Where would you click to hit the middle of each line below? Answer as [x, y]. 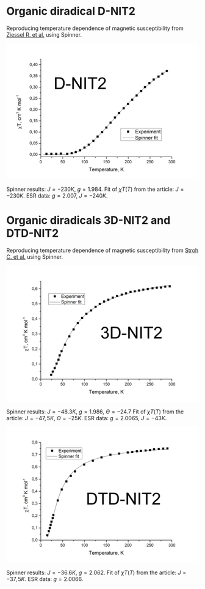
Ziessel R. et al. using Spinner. [44, 34]
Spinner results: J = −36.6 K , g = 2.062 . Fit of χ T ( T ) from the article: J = [96, 572]
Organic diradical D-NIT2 [71, 11]
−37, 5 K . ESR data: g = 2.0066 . [45, 579]
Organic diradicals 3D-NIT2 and [88, 220]
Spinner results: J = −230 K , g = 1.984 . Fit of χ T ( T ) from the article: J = [95, 189]
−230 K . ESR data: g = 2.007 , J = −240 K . [57, 196]
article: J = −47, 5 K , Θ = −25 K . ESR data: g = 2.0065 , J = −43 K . [87, 418]
